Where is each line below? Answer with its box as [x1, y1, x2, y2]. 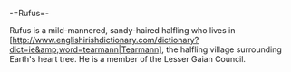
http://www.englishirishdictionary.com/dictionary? [12, 35, 199, 45]
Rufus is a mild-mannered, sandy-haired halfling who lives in [9, 25, 236, 35]
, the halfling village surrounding [161, 44, 283, 55]
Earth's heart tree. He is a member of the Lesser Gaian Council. [9, 54, 247, 64]
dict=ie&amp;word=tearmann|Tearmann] [9, 44, 162, 55]
